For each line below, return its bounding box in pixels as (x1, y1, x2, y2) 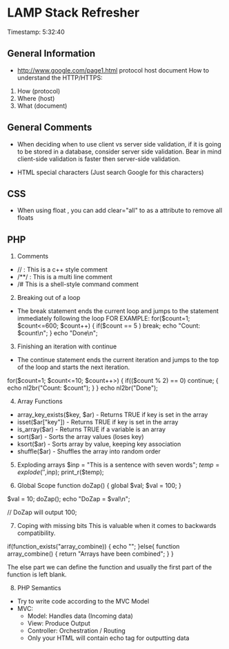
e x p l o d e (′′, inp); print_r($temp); (17, 468, 105, 476)
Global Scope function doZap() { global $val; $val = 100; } (17, 482, 181, 490)
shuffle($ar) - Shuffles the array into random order (17, 447, 161, 455)
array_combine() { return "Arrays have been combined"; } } (7, 549, 174, 558)
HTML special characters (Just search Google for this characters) (17, 168, 204, 176)
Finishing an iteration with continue (17, 342, 117, 350)
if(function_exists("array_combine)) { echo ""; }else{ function (7, 543, 180, 551)
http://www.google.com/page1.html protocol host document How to (17, 66, 209, 74)
